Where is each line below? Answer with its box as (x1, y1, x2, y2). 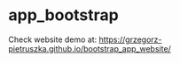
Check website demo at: (8, 34, 98, 45)
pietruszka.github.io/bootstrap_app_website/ (8, 43, 172, 53)
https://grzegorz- (98, 34, 162, 45)
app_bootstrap (8, 5, 119, 25)
